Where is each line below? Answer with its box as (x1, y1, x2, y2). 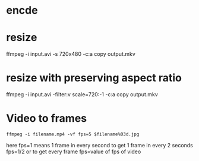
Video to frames (6, 112, 87, 125)
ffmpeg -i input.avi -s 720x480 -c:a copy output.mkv (6, 50, 135, 58)
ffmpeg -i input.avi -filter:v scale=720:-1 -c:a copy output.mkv (6, 91, 159, 98)
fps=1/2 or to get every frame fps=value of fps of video (6, 148, 141, 155)
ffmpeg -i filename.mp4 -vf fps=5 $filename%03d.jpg (6, 131, 140, 137)
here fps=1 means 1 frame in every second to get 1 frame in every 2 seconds (6, 142, 193, 149)
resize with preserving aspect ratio (6, 71, 182, 85)
